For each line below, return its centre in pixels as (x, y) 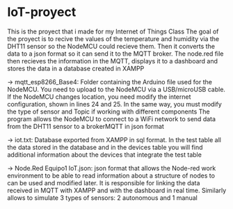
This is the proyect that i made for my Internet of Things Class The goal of (113, 31)
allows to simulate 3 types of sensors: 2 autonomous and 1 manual (103, 198)
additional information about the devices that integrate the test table (104, 155)
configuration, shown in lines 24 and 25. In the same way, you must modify (115, 104)
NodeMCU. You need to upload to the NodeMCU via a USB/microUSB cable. (116, 89)
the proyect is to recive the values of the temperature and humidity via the (113, 38)
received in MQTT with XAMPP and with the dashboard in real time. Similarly (117, 190)
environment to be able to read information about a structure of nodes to (111, 176)
